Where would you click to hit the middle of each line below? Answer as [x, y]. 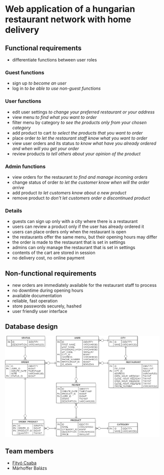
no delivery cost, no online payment [48, 258]
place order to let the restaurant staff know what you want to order [80, 138]
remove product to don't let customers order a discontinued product [81, 198]
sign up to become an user [39, 83]
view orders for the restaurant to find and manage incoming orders [80, 177]
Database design [31, 327]
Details [14, 211]
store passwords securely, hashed [47, 306]
